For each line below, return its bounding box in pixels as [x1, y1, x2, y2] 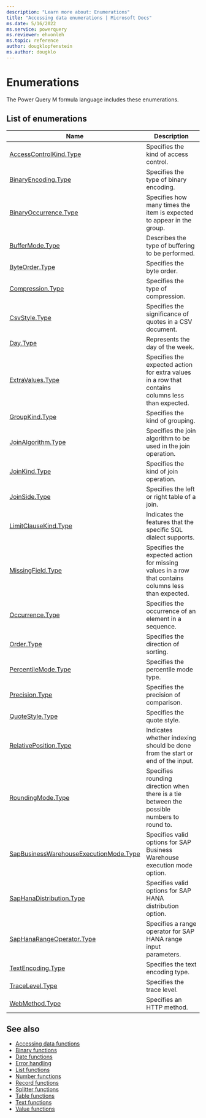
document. [146, 325, 178, 334]
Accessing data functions [15, 1040, 80, 1047]
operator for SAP [146, 927, 195, 936]
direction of [146, 639, 180, 648]
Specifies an [146, 995, 182, 1004]
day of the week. [146, 342, 194, 351]
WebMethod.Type [9, 999, 61, 1007]
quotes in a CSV [146, 317, 193, 326]
